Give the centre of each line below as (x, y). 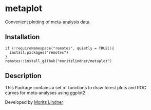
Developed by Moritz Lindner (34, 102)
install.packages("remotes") (39, 52)
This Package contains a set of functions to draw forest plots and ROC (76, 87)
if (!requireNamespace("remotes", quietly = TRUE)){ (60, 48)
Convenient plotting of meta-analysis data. (48, 22)
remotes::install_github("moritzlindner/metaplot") (58, 61)
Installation (22, 37)
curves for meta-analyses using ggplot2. (46, 93)
